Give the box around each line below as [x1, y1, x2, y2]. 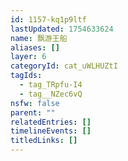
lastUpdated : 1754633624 [10, 24, 114, 34]
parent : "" [10, 107, 56, 118]
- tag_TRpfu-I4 [19, 80, 83, 90]
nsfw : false [10, 98, 60, 108]
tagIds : [10, 71, 43, 81]
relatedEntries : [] [10, 117, 92, 127]
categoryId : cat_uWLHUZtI [10, 61, 118, 71]
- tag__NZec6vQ [19, 89, 83, 99]
